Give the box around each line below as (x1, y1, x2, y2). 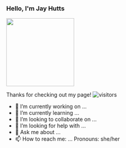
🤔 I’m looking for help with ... (14, 122, 86, 129)
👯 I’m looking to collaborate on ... (14, 116, 97, 123)
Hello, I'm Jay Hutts (6, 4, 65, 13)
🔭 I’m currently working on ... (14, 103, 87, 110)
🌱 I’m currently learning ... (14, 109, 80, 117)
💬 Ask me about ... (14, 129, 61, 136)
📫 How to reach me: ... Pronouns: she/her (14, 135, 120, 143)
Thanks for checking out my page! (6, 91, 92, 98)
